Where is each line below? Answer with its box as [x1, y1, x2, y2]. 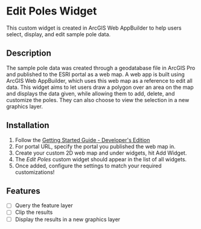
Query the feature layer [14, 202, 74, 209]
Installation [6, 120, 49, 131]
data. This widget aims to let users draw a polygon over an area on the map [6, 83, 194, 91]
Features [6, 185, 40, 196]
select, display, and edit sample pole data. [6, 30, 111, 37]
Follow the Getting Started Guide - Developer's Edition [14, 136, 150, 143]
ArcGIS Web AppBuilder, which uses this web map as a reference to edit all [6, 77, 193, 84]
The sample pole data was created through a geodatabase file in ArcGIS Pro [6, 64, 196, 71]
